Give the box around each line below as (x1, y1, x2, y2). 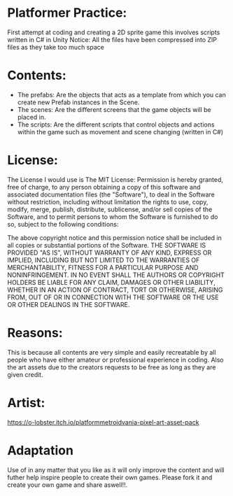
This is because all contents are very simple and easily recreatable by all (7, 348, 216, 356)
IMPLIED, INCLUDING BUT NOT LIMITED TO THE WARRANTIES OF (7, 255, 200, 264)
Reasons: (7, 325, 63, 341)
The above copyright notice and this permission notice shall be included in (7, 233, 222, 242)
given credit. (7, 370, 43, 378)
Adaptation (7, 442, 73, 458)
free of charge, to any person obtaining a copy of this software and (7, 183, 201, 191)
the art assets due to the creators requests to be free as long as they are (7, 362, 216, 371)
